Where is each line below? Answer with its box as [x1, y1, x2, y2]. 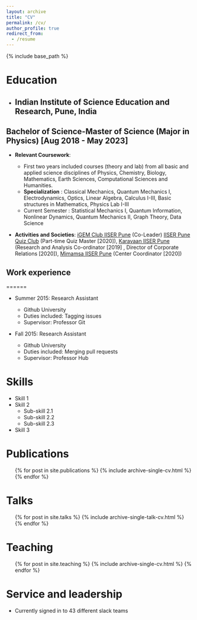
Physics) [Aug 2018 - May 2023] [6, 135, 128, 145]
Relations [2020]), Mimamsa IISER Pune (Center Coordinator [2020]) [14, 250, 182, 257]
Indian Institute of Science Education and [14, 97, 170, 107]
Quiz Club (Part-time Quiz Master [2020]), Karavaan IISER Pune [14, 238, 170, 245]
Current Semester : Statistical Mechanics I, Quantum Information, [23, 207, 182, 214]
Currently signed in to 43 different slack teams [14, 607, 128, 614]
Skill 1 [14, 395, 29, 402]
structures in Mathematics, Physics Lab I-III [23, 201, 129, 208]
